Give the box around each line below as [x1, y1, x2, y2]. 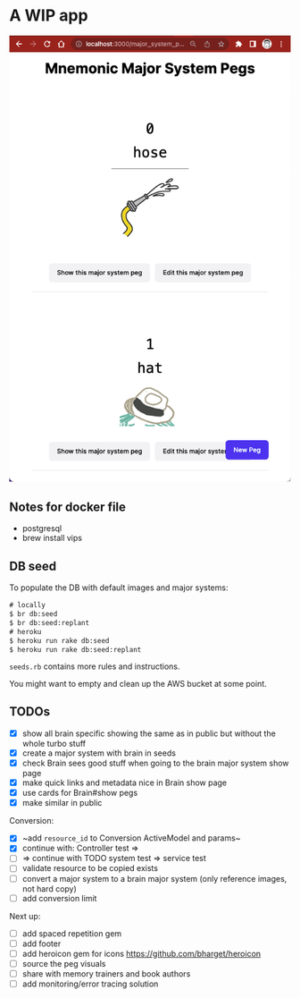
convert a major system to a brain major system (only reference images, [21, 873, 287, 884]
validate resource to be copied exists [21, 863, 159, 874]
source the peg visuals [21, 958, 106, 968]
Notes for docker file [9, 499, 127, 514]
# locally [9, 601, 46, 610]
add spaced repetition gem [21, 927, 122, 939]
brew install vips [21, 533, 83, 544]
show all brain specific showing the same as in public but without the [21, 728, 277, 739]
